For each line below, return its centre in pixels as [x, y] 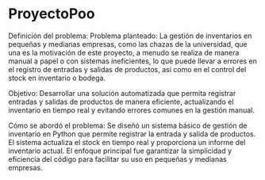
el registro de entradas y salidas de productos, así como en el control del [127, 69]
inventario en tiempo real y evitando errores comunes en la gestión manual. [132, 110]
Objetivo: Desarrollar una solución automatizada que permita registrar [122, 93]
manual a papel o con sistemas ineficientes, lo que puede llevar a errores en [133, 61]
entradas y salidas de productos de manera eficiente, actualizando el [121, 101]
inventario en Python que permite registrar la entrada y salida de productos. [132, 134]
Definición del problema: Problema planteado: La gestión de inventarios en [130, 36]
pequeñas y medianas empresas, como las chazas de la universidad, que [128, 44]
